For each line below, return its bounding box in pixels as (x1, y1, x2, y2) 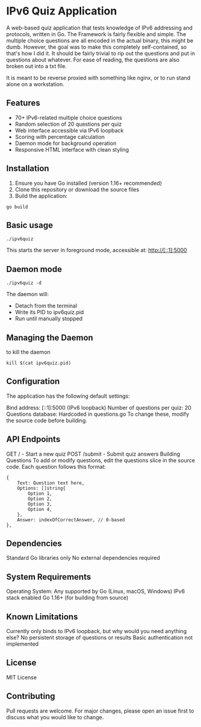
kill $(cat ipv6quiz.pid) (6, 360, 71, 366)
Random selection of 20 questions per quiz (14, 120, 122, 128)
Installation (6, 164, 49, 174)
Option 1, (28, 490, 52, 497)
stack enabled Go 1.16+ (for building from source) (6, 594, 129, 601)
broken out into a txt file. (6, 62, 67, 70)
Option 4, (28, 506, 52, 512)
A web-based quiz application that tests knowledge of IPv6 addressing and (6, 24, 193, 31)
